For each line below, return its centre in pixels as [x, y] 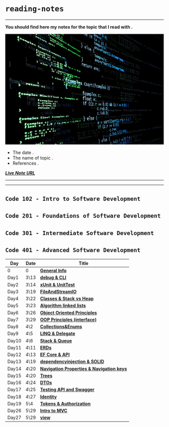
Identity [48, 397]
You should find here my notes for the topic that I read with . [69, 27]
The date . [23, 153]
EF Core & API [55, 354]
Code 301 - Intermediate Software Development [80, 233]
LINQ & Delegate [58, 334]
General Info [53, 271]
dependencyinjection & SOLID [72, 362]
